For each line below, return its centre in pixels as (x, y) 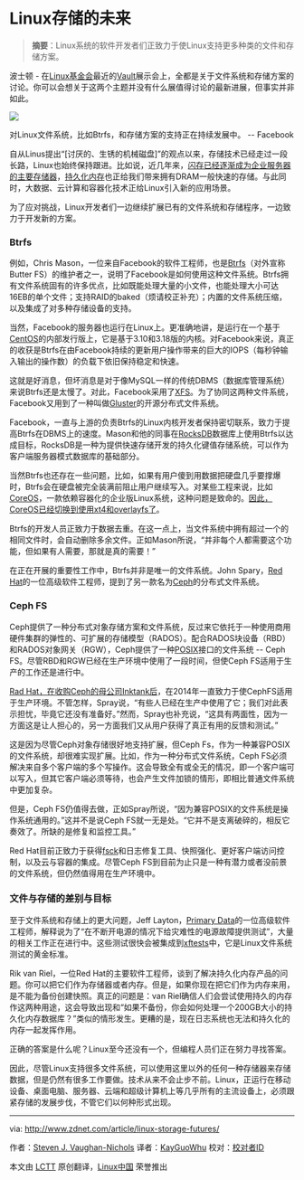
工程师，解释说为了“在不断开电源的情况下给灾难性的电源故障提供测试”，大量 (152, 931)
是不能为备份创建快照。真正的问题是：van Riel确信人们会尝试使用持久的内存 (151, 996)
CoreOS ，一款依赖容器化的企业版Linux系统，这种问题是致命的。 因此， (141, 498)
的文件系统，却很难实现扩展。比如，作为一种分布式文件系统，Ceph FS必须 (148, 755)
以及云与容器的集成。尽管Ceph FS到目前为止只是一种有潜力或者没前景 (156, 862)
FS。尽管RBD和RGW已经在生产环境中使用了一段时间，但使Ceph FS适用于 (147, 660)
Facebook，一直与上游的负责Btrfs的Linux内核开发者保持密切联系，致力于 (146, 422)
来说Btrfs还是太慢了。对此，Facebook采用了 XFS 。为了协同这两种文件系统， (152, 392)
